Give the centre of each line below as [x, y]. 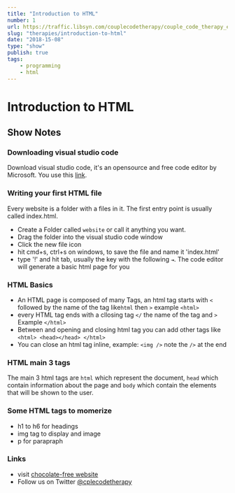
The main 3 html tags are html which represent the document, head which [113, 378]
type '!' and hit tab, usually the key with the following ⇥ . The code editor [120, 259]
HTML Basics [30, 285]
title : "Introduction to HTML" [53, 14]
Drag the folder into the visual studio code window [90, 237]
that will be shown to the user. [50, 393]
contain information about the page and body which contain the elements [112, 385]
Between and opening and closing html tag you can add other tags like [119, 329]
